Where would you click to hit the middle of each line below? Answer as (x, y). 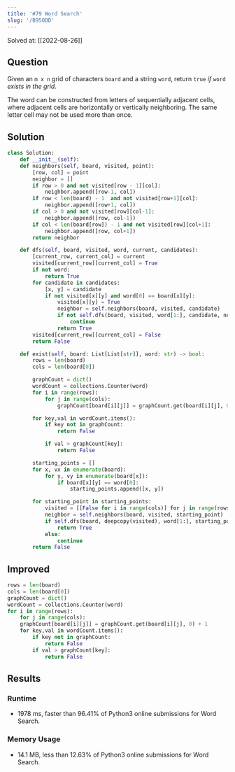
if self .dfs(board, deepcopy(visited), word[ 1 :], (118, 521)
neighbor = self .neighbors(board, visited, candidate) (138, 309)
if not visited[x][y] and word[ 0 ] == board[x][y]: (120, 296)
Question (28, 62)
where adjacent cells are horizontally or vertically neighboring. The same (112, 107)
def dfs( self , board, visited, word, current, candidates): (109, 250)
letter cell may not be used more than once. (70, 115)
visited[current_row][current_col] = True (95, 263)
